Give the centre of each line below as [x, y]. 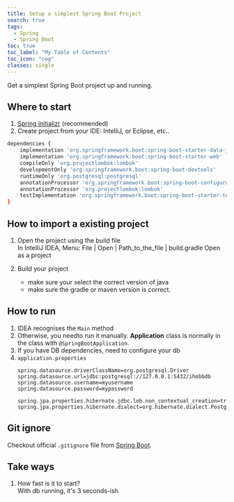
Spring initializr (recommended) [63, 124]
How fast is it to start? [48, 483]
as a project [34, 255]
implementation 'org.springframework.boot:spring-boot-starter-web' [121, 157]
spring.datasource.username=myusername [75, 382]
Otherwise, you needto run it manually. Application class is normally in [119, 335]
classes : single [31, 65]
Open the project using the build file [69, 240]
